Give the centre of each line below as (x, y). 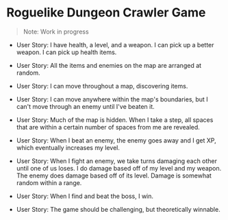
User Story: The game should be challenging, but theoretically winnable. (118, 209)
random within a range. (49, 182)
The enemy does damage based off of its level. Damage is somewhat (114, 175)
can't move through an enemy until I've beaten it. (85, 106)
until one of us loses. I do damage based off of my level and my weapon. (119, 168)
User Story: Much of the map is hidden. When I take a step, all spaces (115, 120)
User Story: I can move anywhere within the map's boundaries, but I (112, 99)
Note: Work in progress (56, 32)
